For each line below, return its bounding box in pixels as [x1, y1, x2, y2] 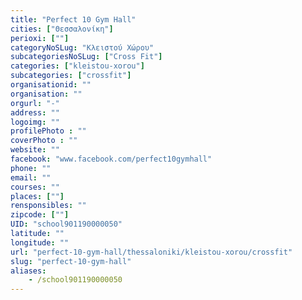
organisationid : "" [10, 80, 92, 90]
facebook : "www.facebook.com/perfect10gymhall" [10, 154, 213, 164]
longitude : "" [10, 237, 70, 248]
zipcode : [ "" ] [10, 210, 70, 220]
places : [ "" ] [10, 191, 65, 201]
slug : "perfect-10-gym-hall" [10, 256, 132, 266]
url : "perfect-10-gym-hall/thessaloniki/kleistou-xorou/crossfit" [10, 247, 293, 257]
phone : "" [10, 163, 52, 173]
